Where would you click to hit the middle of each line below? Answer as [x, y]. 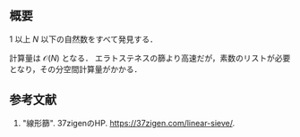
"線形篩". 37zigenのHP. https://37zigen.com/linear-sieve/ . [129, 123]
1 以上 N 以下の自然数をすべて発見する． [84, 39]
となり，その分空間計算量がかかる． [76, 68]
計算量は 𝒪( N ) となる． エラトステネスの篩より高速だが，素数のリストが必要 [150, 58]
